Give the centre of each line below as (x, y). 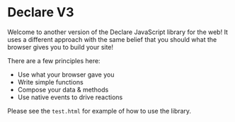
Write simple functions (50, 82)
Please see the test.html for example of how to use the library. (99, 111)
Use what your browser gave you (66, 74)
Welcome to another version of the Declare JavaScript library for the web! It (118, 32)
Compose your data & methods (63, 89)
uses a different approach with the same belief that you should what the (112, 39)
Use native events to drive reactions (70, 97)
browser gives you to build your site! (61, 47)
